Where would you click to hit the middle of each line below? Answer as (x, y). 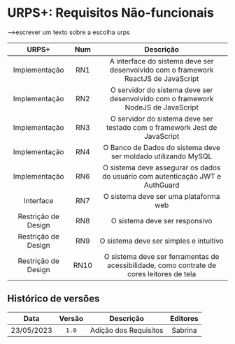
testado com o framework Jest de (162, 127)
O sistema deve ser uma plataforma (162, 196)
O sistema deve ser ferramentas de (162, 256)
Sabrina (184, 330)
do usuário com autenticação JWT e (162, 176)
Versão (71, 318)
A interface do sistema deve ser (162, 61)
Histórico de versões (54, 299)
